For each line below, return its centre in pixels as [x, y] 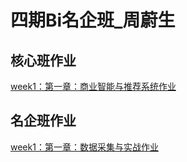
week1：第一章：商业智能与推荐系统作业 [93, 86]
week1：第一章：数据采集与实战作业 [84, 147]
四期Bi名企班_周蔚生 [93, 20]
